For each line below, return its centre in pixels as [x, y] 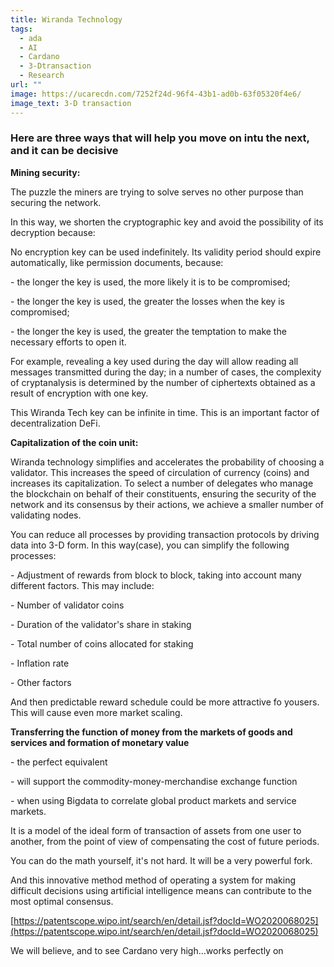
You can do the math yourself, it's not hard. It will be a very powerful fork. [161, 860]
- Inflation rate [40, 663]
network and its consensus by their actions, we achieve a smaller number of [167, 504]
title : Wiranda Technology [66, 19]
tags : [21, 29]
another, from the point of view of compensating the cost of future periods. [165, 841]
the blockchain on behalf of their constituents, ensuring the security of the [163, 493]
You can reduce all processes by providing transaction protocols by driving [165, 534]
